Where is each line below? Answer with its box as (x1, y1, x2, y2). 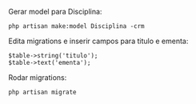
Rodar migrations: (8, 73, 67, 82)
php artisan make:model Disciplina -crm (8, 22, 146, 30)
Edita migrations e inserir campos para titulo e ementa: (8, 36, 189, 46)
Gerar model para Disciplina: (8, 7, 102, 16)
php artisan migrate (8, 88, 78, 96)
